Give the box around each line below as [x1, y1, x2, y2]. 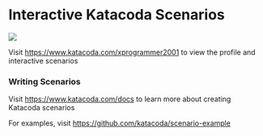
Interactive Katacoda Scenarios [8, 6, 225, 24]
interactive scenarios [8, 56, 78, 65]
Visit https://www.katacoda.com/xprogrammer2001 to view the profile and [8, 47, 257, 57]
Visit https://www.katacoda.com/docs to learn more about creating [8, 94, 231, 104]
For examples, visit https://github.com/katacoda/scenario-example [8, 118, 231, 128]
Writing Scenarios [8, 76, 81, 87]
